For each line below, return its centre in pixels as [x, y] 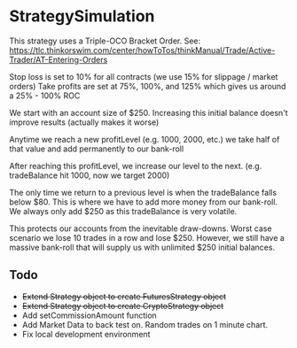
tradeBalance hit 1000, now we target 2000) [90, 175]
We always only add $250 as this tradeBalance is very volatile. [123, 211]
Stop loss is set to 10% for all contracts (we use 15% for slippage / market [144, 76]
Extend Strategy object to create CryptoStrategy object [123, 305]
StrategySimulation [82, 16]
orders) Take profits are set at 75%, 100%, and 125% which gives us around [148, 86]
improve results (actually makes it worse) [84, 122]
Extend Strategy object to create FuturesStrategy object [124, 296]
